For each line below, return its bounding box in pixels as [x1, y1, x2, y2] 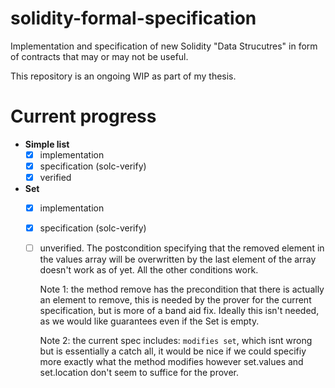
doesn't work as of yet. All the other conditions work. [39, 264, 259, 276]
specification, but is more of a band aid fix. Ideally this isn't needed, [39, 305, 320, 317]
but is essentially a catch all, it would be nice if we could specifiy [39, 345, 307, 357]
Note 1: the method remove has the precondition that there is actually [39, 283, 325, 296]
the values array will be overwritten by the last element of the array [39, 253, 317, 266]
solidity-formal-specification [10, 7, 257, 30]
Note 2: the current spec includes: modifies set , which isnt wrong [39, 335, 313, 347]
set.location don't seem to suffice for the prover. [39, 367, 239, 379]
